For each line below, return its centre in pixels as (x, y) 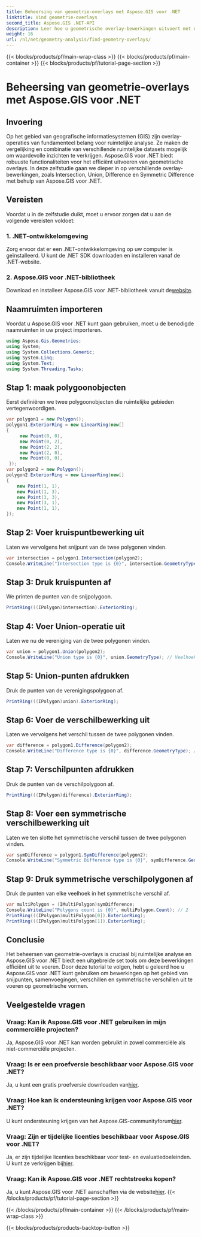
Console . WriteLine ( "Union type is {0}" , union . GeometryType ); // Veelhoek (101, 657)
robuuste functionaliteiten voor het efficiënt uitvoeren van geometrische (95, 162)
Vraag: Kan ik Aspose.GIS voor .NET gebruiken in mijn (86, 1022)
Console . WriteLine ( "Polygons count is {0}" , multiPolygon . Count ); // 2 (97, 910)
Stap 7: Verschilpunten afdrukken (70, 769)
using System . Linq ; (31, 358)
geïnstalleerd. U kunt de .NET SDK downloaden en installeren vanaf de (93, 256)
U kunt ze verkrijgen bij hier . (40, 1163)
